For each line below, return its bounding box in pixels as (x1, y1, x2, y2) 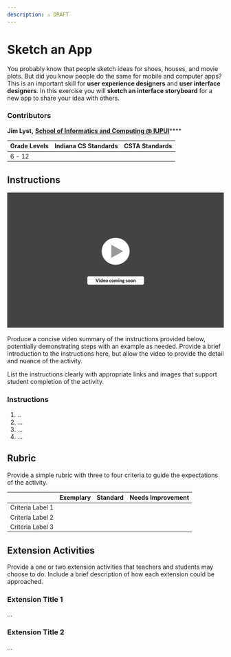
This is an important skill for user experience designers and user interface (7, 79, 221, 88)
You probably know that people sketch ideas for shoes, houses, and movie (7, 64, 219, 72)
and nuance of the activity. (7, 357, 83, 365)
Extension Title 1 (7, 595, 63, 605)
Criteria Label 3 (10, 523, 54, 531)
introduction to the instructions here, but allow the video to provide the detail (7, 350, 224, 358)
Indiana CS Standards (54, 142, 118, 150)
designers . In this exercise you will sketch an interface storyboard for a (7, 86, 213, 94)
